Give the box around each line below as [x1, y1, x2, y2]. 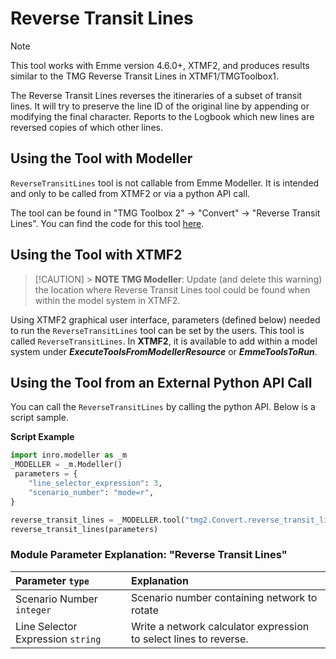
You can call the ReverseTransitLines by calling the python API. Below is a [10, 401, 316, 413]
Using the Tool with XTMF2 [10, 247, 183, 264]
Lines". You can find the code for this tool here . [10, 217, 205, 229]
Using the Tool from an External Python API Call [10, 374, 313, 391]
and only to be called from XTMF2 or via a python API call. [10, 187, 251, 199]
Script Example [10, 431, 75, 443]
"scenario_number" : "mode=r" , [28, 487, 155, 497]
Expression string [15, 632, 102, 646]
